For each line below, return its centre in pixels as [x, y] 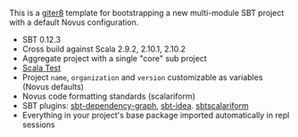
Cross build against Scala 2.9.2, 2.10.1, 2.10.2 [103, 49]
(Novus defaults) [53, 87]
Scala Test [41, 68]
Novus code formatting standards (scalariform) [109, 96]
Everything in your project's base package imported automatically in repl [156, 115]
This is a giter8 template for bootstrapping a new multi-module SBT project [147, 13]
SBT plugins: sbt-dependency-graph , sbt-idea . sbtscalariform [136, 105]
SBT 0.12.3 [41, 40]
